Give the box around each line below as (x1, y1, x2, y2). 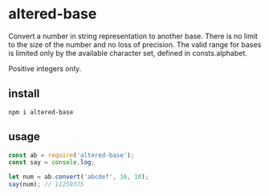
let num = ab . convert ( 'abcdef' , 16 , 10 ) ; (8, 173, 149, 181)
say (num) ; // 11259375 (8, 181, 84, 189)
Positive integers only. (8, 63, 82, 73)
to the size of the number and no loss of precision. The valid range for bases (8, 39, 262, 49)
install (8, 87, 40, 101)
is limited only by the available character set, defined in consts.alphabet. (8, 48, 247, 58)
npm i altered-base (8, 108, 74, 116)
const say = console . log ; (8, 158, 95, 166)
